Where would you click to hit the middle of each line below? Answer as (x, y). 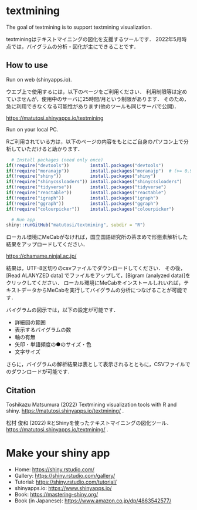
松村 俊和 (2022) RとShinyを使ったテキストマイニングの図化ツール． (89, 423)
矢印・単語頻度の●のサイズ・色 (53, 344)
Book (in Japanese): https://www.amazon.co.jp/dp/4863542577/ (93, 501)
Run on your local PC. (32, 129)
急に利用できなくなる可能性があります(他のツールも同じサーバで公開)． (93, 106)
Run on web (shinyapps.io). (39, 79)
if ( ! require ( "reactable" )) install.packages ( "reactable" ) (86, 192)
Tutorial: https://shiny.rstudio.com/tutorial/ (66, 482)
